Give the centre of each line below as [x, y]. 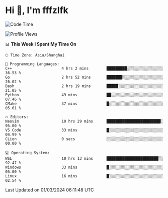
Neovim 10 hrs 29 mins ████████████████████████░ [84, 121]
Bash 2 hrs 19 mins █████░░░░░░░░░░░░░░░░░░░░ [84, 86]
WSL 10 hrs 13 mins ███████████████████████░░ [84, 158]
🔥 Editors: [17, 117]
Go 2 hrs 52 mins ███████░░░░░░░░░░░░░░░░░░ [84, 77]
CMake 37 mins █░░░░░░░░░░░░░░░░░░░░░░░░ [84, 104]
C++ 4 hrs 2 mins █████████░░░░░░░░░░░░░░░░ [84, 68]
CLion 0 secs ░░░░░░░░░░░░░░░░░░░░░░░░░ [84, 139]
